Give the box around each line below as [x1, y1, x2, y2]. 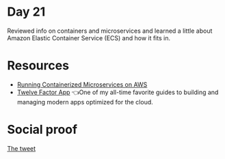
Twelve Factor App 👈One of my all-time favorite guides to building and [16, 88, 219, 96]
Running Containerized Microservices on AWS [16, 80, 148, 89]
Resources [7, 58, 70, 74]
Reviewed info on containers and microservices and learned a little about [7, 27, 213, 35]
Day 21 [7, 4, 46, 20]
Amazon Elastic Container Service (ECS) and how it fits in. [7, 33, 171, 42]
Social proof [7, 122, 77, 137]
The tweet [7, 144, 36, 152]
